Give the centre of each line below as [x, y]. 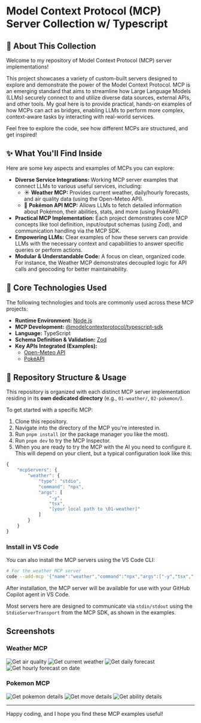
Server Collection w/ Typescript [87, 24]
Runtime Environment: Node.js [54, 320]
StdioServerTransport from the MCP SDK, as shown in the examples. [91, 612]
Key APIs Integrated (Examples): [56, 346]
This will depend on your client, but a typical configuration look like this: [103, 453]
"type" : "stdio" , [60, 482]
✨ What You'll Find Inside [54, 153]
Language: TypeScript [42, 333]
